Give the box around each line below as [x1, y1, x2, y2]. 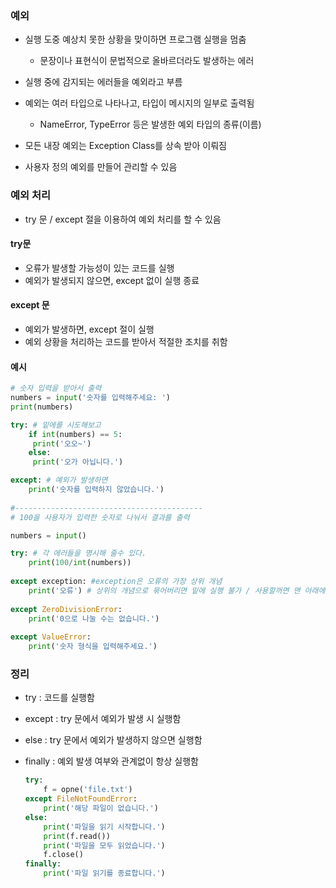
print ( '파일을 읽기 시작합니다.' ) [43, 822, 166, 832]
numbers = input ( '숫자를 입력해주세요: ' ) [10, 393, 172, 403]
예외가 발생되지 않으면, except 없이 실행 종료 [24, 274, 200, 286]
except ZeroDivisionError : [10, 604, 123, 614]
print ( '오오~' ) [32, 438, 92, 449]
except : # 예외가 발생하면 [10, 475, 108, 486]
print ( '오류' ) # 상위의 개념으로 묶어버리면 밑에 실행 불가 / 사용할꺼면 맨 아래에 [28, 585, 326, 596]
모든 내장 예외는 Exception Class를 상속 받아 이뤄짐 [24, 140, 227, 152]
